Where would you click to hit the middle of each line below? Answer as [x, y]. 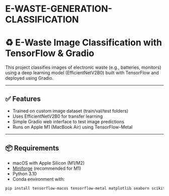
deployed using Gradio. [29, 78]
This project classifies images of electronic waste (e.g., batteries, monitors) [83, 67]
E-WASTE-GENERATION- [59, 9]
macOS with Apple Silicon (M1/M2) [49, 163]
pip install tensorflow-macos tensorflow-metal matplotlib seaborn [77, 188]
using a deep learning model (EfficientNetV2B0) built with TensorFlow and [82, 73]
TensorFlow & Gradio [50, 53]
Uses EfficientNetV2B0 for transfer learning [58, 116]
